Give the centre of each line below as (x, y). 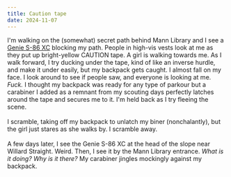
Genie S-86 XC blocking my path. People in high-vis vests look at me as (110, 47)
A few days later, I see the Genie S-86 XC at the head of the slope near (109, 144)
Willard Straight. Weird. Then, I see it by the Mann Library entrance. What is (115, 151)
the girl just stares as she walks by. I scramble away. (82, 129)
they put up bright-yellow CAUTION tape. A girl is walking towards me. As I (114, 55)
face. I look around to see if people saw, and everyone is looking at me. (109, 77)
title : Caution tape (37, 14)
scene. (17, 107)
